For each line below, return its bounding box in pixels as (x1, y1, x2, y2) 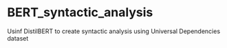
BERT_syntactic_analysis (7, 5, 153, 20)
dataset (7, 34, 29, 42)
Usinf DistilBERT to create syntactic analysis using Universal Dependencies (7, 27, 221, 35)
